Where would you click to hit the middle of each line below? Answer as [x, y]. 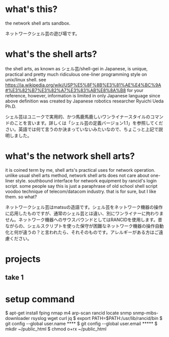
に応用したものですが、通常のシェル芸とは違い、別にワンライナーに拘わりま [84, 213]
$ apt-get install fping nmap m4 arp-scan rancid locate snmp [68, 313]
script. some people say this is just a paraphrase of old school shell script [81, 186]
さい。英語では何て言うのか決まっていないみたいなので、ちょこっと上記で [82, 129]
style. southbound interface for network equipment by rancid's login [86, 181]
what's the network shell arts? [70, 156]
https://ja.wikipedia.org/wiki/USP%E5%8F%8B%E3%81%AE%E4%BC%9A [83, 85]
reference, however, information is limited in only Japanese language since [83, 95]
